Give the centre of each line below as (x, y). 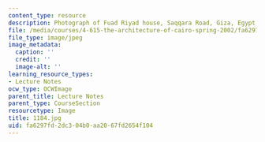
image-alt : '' (38, 67)
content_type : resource (47, 15)
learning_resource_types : (50, 74)
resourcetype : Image (42, 111)
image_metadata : (35, 45)
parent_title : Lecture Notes (56, 96)
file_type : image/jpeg (45, 37)
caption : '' (35, 52)
